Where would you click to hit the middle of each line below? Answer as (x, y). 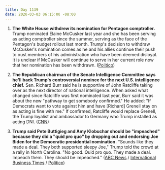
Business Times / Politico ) (38, 163)
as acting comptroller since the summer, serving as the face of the (80, 39)
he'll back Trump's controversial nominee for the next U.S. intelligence (86, 80)
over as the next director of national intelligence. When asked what (80, 90)
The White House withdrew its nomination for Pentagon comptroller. (83, 28)
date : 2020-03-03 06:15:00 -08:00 (41, 14)
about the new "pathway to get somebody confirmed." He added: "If (82, 101)
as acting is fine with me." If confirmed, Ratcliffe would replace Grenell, (84, 111)
